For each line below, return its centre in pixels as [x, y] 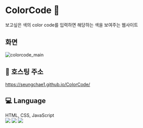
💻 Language [26, 101]
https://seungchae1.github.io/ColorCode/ [48, 84]
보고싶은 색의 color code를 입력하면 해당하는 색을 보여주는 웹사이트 [72, 25]
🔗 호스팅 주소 [25, 72]
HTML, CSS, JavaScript [30, 115]
